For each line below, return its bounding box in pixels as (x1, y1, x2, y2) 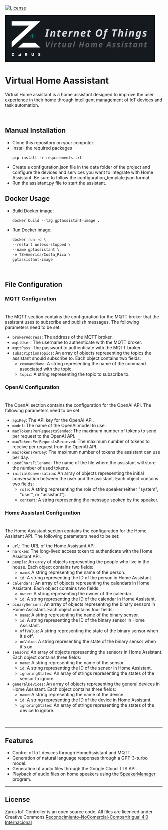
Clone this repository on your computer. (12, 139, 95, 145)
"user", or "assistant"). (19, 492, 66, 498)
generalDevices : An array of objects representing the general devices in (12, 681, 160, 687)
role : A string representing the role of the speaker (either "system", (19, 486, 159, 492)
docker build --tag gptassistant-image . (12, 218, 100, 223)
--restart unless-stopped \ (12, 242, 71, 247)
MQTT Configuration (5, 295, 56, 302)
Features (5, 736, 33, 745)
